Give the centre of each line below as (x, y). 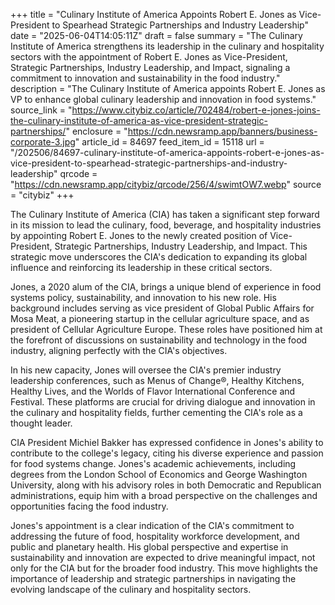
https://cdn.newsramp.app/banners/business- (222, 131)
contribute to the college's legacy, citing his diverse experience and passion (167, 453)
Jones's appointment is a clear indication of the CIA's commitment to (152, 525)
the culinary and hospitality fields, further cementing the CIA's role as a (156, 412)
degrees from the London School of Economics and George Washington (159, 474)
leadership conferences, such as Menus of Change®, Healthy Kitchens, (157, 380)
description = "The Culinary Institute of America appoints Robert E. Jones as (168, 88)
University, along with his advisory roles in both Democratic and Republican (166, 485)
